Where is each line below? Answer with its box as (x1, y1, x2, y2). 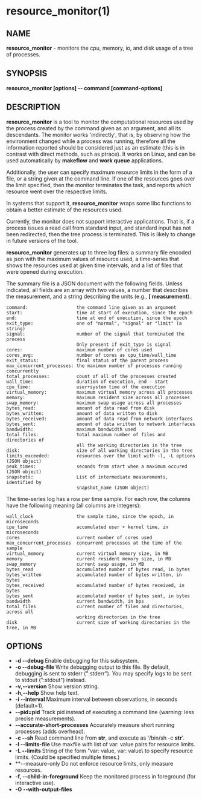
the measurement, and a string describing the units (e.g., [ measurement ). (6, 293, 191, 300)
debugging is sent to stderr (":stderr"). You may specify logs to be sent (14, 670, 192, 677)
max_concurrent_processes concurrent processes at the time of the (6, 540, 182, 546)
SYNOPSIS (6, 68, 48, 79)
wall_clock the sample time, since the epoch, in (6, 513, 174, 519)
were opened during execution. (6, 268, 84, 275)
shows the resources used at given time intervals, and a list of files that (6, 262, 183, 269)
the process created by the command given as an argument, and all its (6, 124, 181, 131)
